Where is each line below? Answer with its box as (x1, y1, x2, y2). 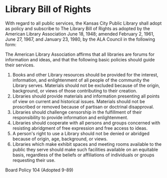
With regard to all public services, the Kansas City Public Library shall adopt (5, 20, 162, 26)
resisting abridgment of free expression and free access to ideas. (12, 125, 148, 131)
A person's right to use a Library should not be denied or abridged (12, 130, 149, 136)
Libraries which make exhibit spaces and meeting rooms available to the (12, 141, 162, 147)
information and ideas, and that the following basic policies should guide (5, 56, 155, 62)
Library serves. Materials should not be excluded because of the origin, (12, 82, 160, 88)
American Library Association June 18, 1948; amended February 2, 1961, (5, 31, 154, 37)
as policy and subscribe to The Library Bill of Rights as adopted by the (5, 25, 150, 31)
